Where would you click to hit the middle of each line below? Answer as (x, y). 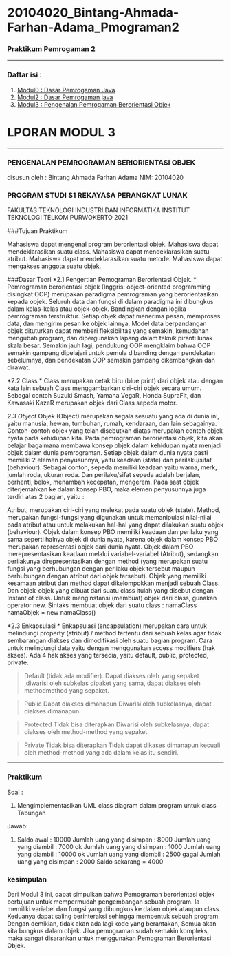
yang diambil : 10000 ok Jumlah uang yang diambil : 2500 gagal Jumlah (119, 854)
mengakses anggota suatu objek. (54, 266)
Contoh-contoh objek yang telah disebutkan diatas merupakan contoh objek (115, 431)
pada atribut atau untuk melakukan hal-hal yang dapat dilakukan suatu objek (115, 525)
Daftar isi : (25, 75)
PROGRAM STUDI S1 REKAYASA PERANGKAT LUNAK (97, 195)
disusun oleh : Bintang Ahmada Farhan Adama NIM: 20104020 (96, 178)
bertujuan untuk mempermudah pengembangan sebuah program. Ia (103, 902)
